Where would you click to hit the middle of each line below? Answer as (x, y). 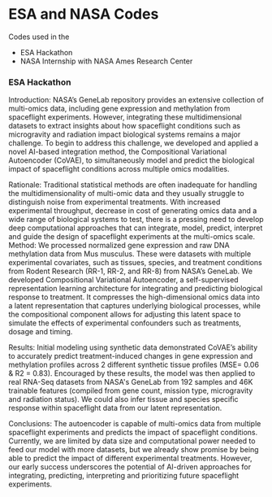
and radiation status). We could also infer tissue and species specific (123, 399)
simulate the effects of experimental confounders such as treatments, (125, 323)
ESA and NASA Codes (84, 14)
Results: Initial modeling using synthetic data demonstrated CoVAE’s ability (133, 347)
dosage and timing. (41, 332)
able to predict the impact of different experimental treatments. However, (130, 458)
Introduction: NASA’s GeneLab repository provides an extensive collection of (136, 100)
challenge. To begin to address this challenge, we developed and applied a (134, 143)
